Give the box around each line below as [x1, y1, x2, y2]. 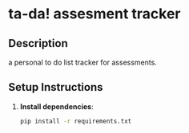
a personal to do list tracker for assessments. [8, 57, 158, 67]
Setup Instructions [8, 80, 103, 94]
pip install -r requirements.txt [19, 117, 132, 125]
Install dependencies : [19, 101, 94, 111]
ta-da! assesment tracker [8, 5, 181, 23]
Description [8, 37, 68, 50]
